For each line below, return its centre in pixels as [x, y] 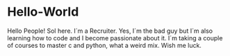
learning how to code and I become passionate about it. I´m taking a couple [115, 38]
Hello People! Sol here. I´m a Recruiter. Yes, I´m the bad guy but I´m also [110, 31]
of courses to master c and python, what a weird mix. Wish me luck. [104, 45]
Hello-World [43, 12]
